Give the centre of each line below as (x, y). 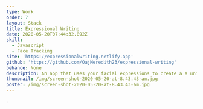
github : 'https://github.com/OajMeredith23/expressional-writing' (92, 62)
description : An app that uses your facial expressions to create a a (97, 73)
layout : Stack (24, 23)
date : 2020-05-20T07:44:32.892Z (47, 34)
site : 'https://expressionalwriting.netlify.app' (70, 57)
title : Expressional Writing (43, 29)
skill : (14, 40)
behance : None (24, 68)
